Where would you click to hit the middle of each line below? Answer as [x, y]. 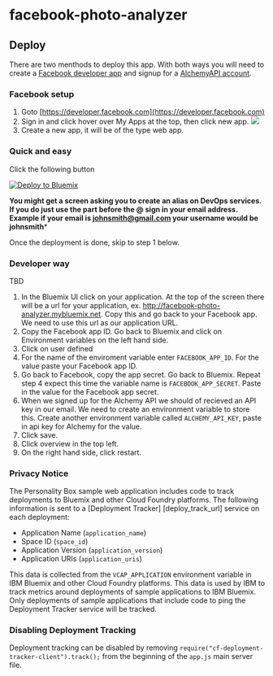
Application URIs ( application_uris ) [82, 559]
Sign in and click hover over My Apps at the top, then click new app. [135, 122]
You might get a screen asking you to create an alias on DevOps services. [136, 200]
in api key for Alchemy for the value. [81, 426]
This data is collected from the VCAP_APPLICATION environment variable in [130, 574]
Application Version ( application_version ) [92, 550]
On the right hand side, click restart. [81, 452]
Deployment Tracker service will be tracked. [83, 609]
